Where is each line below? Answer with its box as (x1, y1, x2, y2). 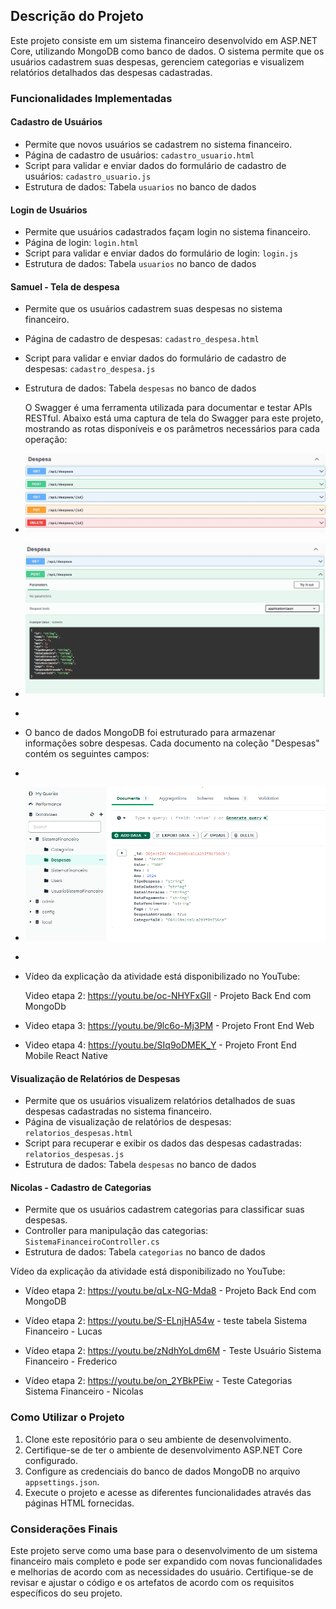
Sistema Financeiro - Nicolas (24, 1385, 144, 1398)
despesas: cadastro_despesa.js (24, 363, 156, 375)
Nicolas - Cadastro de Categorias (10, 1181, 152, 1193)
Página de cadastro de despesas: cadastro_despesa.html (24, 333, 260, 345)
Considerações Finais (10, 1522, 118, 1536)
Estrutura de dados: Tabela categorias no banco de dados (24, 1246, 266, 1258)
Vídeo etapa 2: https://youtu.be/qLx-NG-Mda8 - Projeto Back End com (24, 1285, 317, 1297)
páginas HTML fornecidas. (24, 1497, 135, 1509)
